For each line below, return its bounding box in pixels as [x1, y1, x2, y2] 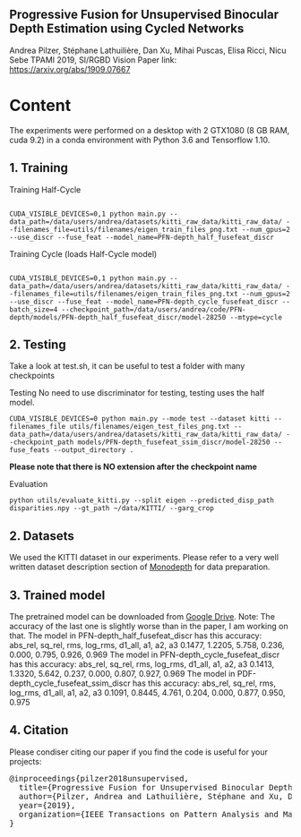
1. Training [9, 160, 69, 175]
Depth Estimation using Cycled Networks [9, 21, 245, 37]
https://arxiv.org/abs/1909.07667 [9, 64, 131, 74]
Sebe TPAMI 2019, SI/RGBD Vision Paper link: [9, 54, 177, 65]
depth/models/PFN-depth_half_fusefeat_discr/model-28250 [9, 312, 227, 321]
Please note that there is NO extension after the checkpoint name [9, 461, 257, 473]
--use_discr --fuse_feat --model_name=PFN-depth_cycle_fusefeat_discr [9, 297, 279, 306]
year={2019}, [18, 800, 76, 810]
